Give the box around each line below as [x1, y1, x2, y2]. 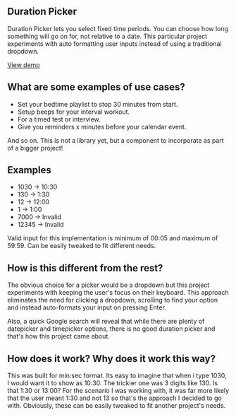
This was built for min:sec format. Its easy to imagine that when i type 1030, [7, 371, 227, 380]
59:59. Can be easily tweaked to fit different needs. [7, 242, 156, 250]
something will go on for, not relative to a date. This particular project [7, 32, 208, 40]
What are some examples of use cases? [7, 81, 185, 93]
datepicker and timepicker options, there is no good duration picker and [7, 324, 216, 333]
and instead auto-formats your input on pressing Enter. [7, 303, 167, 312]
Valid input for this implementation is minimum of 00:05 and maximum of [7, 234, 218, 242]
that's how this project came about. [7, 332, 111, 341]
